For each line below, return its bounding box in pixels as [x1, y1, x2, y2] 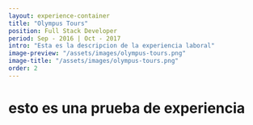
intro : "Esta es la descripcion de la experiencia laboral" [8, 42, 216, 50]
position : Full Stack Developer [8, 27, 117, 35]
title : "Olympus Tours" [8, 19, 89, 27]
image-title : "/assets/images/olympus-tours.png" [8, 57, 179, 65]
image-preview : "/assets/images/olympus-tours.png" [8, 49, 186, 57]
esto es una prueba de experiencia [8, 98, 246, 117]
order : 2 [8, 65, 38, 73]
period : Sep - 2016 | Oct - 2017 [8, 34, 121, 43]
